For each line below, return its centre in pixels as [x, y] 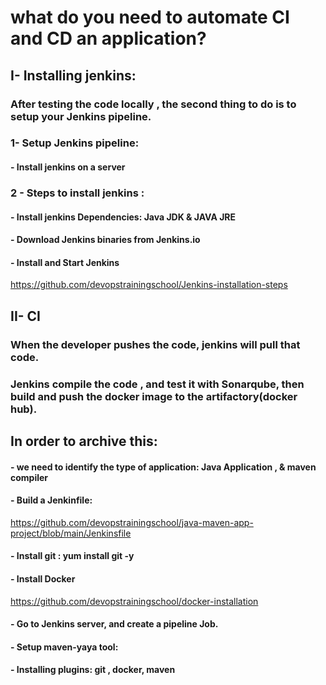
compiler [29, 477]
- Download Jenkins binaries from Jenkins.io [105, 240]
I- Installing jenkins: [73, 75]
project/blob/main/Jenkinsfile [71, 533]
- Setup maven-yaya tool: [64, 647]
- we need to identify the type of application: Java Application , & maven [163, 467]
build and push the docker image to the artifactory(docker [154, 396]
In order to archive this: [84, 441]
